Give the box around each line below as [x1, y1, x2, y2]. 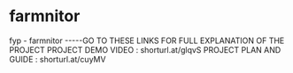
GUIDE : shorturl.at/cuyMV [9, 54, 106, 64]
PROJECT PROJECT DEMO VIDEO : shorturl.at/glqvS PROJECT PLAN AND [9, 44, 281, 55]
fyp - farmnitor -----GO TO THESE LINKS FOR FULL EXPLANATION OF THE [9, 35, 285, 46]
